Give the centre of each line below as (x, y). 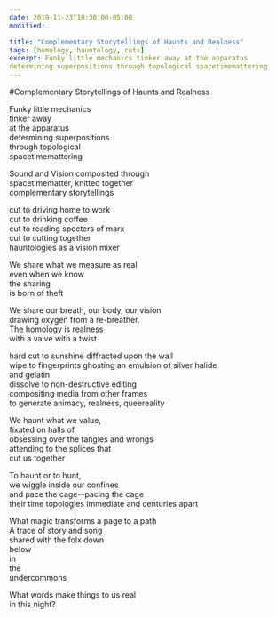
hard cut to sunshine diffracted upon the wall (91, 356)
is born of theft (36, 293)
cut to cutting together (50, 238)
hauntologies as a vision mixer (64, 247)
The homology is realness (56, 329)
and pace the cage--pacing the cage (77, 494)
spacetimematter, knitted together (71, 183)
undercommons (38, 578)
